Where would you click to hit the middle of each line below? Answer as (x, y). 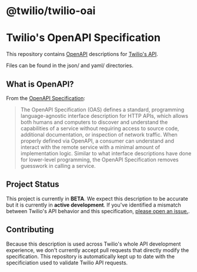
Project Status (33, 185)
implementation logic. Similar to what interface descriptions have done (106, 153)
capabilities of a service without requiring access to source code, (100, 128)
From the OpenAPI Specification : (46, 98)
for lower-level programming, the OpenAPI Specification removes (100, 160)
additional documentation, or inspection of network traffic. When (99, 134)
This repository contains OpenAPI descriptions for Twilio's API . (82, 54)
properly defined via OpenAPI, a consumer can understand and (97, 141)
